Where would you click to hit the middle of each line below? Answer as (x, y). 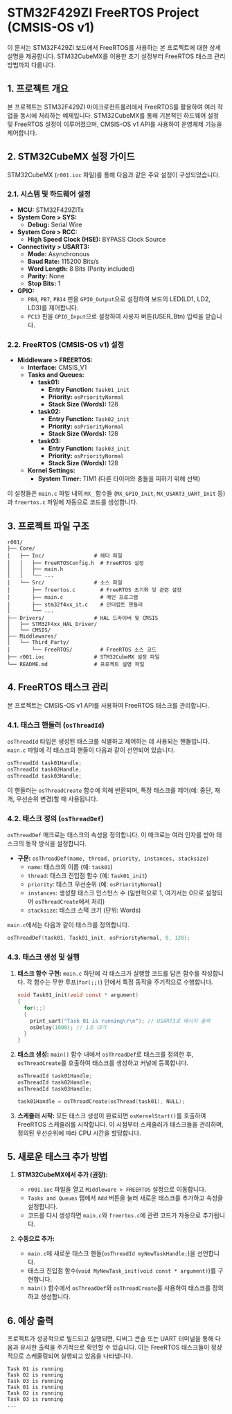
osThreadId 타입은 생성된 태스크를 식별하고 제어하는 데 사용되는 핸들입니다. (108, 742)
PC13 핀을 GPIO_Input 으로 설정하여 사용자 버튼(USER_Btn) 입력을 (116, 316)
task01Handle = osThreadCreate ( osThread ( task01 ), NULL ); (101, 1101)
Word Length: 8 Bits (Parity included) (81, 269)
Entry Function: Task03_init (89, 449)
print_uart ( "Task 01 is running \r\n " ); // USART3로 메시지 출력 (120, 1021)
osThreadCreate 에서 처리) (70, 901)
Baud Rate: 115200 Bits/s (63, 261)
